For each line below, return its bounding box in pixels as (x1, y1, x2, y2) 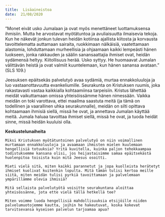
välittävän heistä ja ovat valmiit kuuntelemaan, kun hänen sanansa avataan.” (5, 62, 160, 68)
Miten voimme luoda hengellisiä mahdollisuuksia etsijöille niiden (5, 198, 147, 203)
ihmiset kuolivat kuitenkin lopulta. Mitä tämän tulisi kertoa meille (5, 168, 154, 173)
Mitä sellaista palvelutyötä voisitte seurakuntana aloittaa (5, 185, 134, 190)
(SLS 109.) (5, 67, 26, 73)
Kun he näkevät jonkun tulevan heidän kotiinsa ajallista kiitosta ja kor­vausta (5, 36, 158, 42)
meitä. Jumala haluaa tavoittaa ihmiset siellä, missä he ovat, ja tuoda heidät (5, 113, 158, 119)
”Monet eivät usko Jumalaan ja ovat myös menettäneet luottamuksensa (5, 25, 151, 31)
